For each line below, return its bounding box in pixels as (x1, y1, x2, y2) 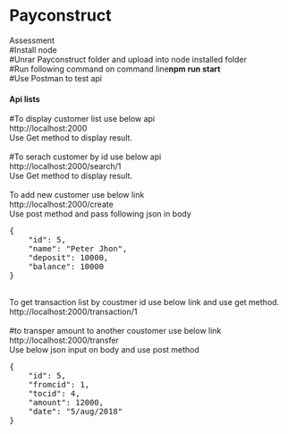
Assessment (9, 35, 55, 46)
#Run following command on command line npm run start (9, 64, 221, 74)
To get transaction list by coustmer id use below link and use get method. (9, 297, 280, 308)
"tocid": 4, (28, 388, 80, 399)
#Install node (9, 44, 57, 55)
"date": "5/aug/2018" (28, 406, 123, 417)
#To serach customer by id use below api (9, 151, 162, 162)
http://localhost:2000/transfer (9, 335, 119, 345)
